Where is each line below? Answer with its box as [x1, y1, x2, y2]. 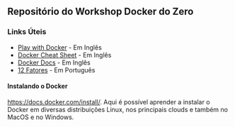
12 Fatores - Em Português [17, 65, 96, 74]
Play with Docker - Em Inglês [17, 43, 103, 52]
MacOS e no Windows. [7, 113, 74, 121]
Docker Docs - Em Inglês [17, 58, 91, 67]
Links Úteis [7, 27, 47, 37]
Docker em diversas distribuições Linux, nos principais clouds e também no [7, 105, 229, 114]
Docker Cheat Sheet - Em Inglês [17, 50, 112, 59]
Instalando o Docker [7, 82, 68, 91]
